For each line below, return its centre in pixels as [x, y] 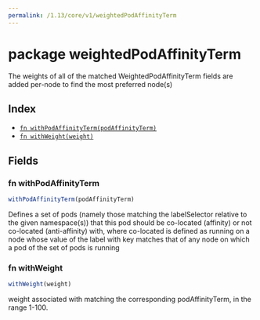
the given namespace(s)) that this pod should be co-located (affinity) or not [130, 222]
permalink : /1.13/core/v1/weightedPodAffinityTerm [92, 15]
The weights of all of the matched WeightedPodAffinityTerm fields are [121, 76]
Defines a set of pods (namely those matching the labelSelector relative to [128, 214]
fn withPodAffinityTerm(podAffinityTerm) [88, 129]
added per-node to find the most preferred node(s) [90, 84]
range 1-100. [28, 307]
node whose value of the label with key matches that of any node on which [129, 239]
